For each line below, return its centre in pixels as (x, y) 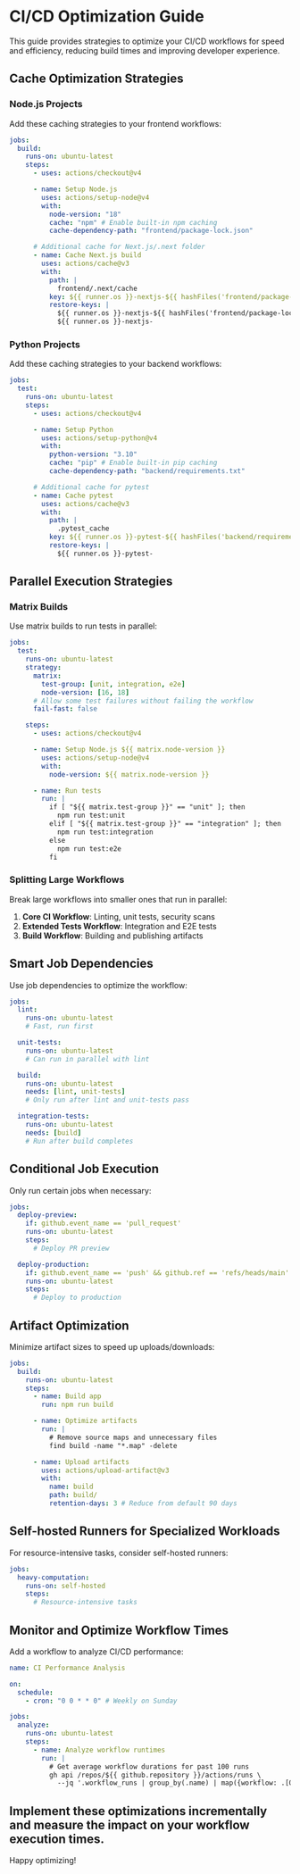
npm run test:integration (105, 832)
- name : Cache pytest (73, 496)
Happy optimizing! (43, 1861)
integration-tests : (54, 1116)
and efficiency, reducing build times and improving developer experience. (145, 50)
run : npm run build (78, 1405)
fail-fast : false (65, 709)
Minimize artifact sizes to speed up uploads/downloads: (112, 1346)
